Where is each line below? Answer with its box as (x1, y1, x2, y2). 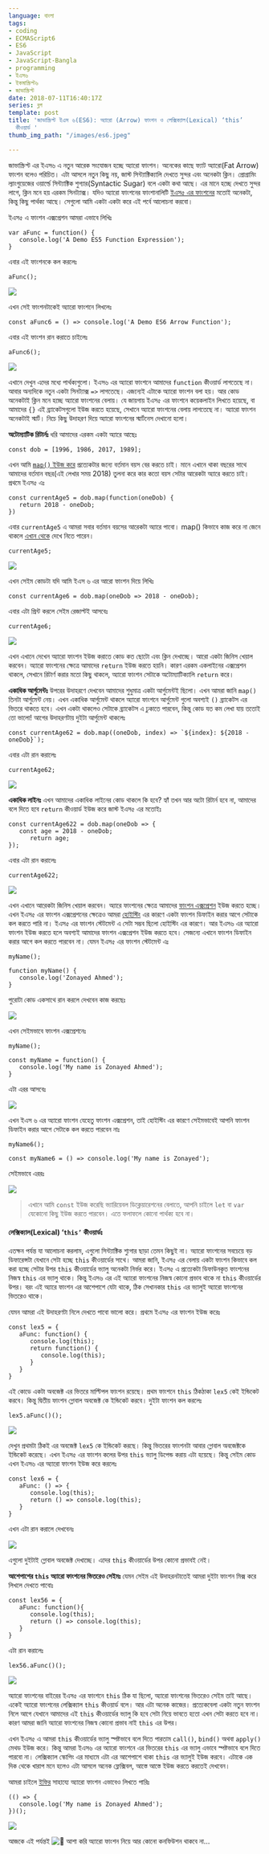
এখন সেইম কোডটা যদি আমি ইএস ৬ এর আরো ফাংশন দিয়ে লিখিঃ (8, 576, 154, 586)
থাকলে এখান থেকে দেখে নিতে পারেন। (8, 531, 95, 541)
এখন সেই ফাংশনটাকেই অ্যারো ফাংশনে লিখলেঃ (8, 302, 112, 312)
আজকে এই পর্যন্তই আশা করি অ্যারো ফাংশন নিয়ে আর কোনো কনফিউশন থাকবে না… (8, 1836, 210, 1846)
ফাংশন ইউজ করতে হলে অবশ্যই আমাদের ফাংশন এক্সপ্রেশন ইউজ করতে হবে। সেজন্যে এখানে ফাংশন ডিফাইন (8, 927, 252, 937)
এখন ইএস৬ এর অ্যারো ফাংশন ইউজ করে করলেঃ (8, 1459, 117, 1468)
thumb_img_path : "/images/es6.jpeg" (8, 131, 131, 139)
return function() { (29, 1344, 99, 1352)
